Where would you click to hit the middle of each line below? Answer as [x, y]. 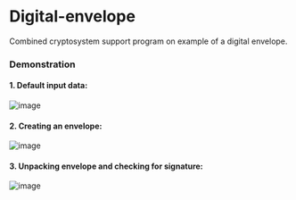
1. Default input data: [49, 86]
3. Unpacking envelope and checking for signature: [106, 166]
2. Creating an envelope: [56, 126]
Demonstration [42, 64]
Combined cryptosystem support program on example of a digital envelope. [148, 41]
